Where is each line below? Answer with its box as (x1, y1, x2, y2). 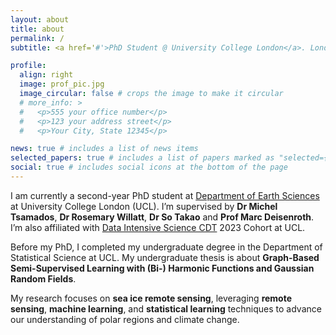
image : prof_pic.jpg (19, 79, 105, 90)
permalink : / (10, 33, 65, 43)
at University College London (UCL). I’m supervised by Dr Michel (10, 200, 278, 212)
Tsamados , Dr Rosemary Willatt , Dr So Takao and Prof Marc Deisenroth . (10, 211, 315, 223)
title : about (10, 24, 65, 34)
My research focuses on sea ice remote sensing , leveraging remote (10, 292, 293, 304)
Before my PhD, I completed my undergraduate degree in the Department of (10, 241, 323, 253)
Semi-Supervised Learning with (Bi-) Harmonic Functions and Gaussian (10, 262, 315, 274)
